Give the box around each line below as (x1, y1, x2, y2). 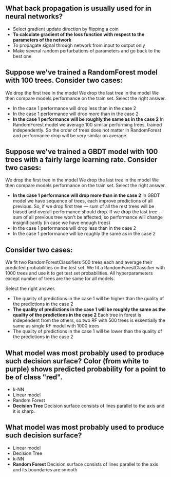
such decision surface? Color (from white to (5, 357, 149, 365)
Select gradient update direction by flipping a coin (12, 26, 119, 32)
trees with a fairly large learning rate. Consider (5, 155, 158, 164)
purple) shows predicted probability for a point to (5, 364, 166, 373)
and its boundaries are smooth (12, 466, 78, 472)
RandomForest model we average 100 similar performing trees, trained (12, 121, 162, 127)
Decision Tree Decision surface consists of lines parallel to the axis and (12, 403, 165, 409)
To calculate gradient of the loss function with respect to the (12, 31, 145, 38)
